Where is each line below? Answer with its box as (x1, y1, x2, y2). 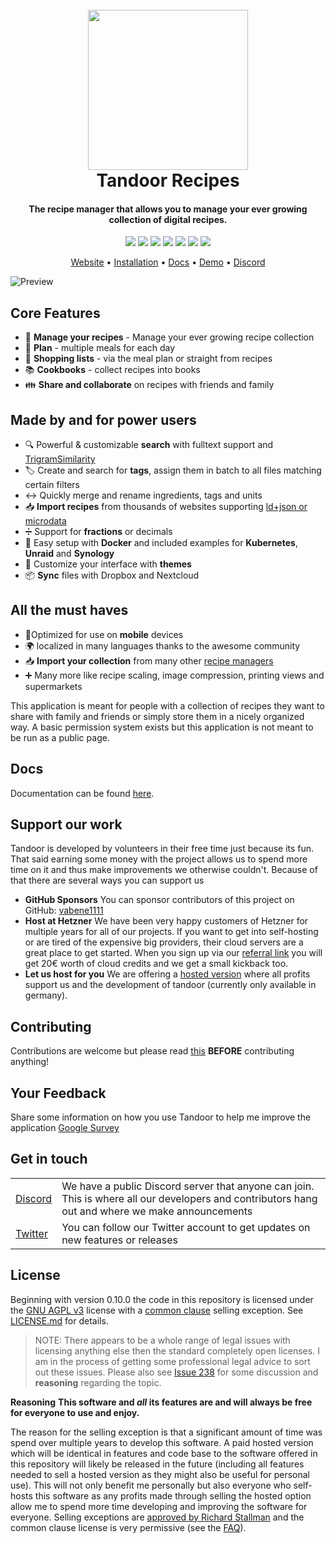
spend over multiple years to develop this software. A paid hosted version (10, 1436, 314, 1448)
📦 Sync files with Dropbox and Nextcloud (24, 569, 200, 582)
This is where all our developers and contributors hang (61, 1191, 318, 1205)
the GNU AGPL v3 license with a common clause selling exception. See (10, 1304, 304, 1316)
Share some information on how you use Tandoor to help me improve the (10, 1111, 312, 1123)
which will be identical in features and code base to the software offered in (10, 1447, 318, 1459)
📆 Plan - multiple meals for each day (24, 342, 176, 354)
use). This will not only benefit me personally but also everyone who (10, 1479, 292, 1491)
